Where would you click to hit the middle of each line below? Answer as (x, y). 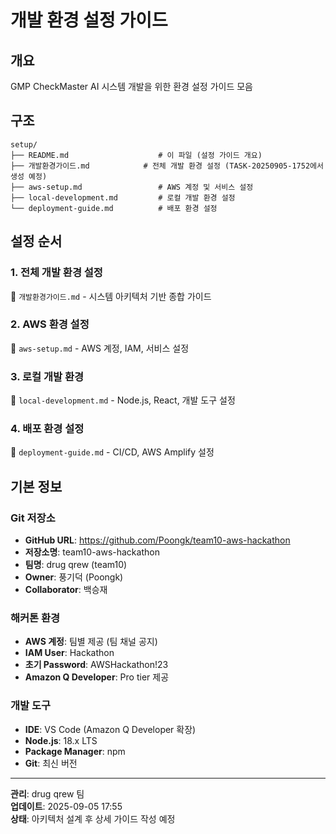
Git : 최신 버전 (51, 763)
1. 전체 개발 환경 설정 (56, 273)
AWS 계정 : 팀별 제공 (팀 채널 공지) (91, 642)
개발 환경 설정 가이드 (89, 20)
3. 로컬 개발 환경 (47, 376)
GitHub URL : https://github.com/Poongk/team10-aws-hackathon (157, 540)
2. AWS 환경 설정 (50, 324)
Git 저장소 (33, 518)
